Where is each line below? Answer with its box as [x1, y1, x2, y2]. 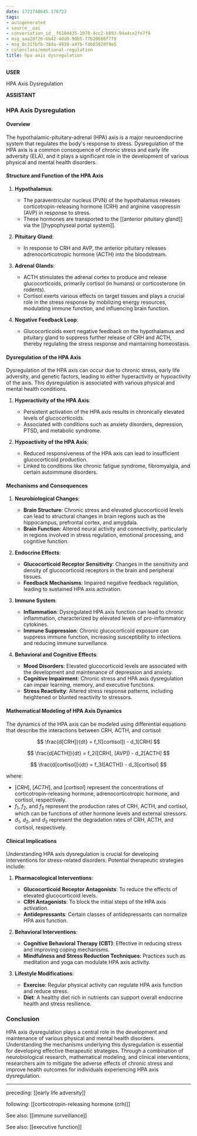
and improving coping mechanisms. [23, 946, 110, 954]
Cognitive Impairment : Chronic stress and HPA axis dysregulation [23, 675, 184, 682]
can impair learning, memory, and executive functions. [23, 681, 155, 689]
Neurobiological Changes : [14, 495, 80, 502]
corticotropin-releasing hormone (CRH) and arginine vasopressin [23, 202, 181, 210]
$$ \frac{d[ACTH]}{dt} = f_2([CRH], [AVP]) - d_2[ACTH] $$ [27, 749, 170, 756]
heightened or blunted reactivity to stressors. [23, 694, 133, 701]
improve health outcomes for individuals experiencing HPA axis [6, 1066, 159, 1073]
